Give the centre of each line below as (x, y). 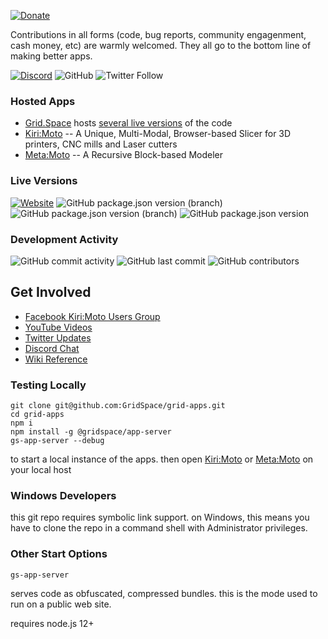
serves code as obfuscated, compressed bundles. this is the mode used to (164, 593)
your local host (41, 469)
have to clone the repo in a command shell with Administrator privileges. (159, 528)
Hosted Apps (43, 101)
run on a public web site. (61, 604)
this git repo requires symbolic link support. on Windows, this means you (160, 517)
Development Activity (64, 239)
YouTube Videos (58, 327)
